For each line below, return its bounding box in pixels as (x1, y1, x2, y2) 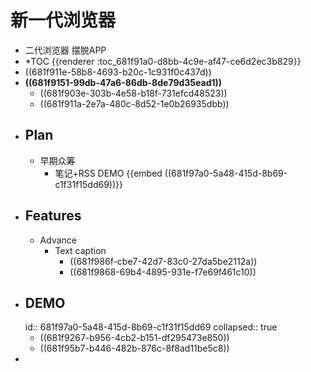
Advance (39, 234, 77, 246)
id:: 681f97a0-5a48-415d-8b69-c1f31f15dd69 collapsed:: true (24, 321, 278, 333)
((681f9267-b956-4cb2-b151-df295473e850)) (39, 332, 230, 344)
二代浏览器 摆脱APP (24, 44, 107, 56)
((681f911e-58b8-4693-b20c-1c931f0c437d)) (24, 66, 212, 78)
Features (24, 207, 82, 225)
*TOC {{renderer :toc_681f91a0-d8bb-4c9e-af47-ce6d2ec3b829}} (24, 55, 302, 67)
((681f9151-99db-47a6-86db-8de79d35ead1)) (24, 76, 223, 88)
